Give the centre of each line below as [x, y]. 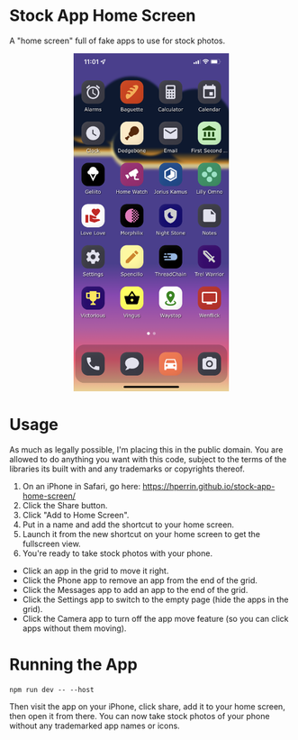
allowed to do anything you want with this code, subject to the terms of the [148, 459]
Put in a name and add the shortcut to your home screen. [128, 525]
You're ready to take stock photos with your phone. [117, 553]
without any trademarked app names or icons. [95, 726]
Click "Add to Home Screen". [76, 515]
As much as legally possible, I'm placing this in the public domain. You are [146, 449]
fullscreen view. [51, 544]
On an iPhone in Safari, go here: [81, 486]
